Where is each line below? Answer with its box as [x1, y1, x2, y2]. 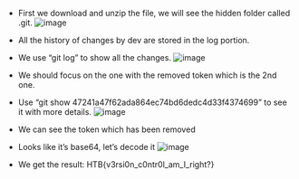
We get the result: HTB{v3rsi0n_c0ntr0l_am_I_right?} [17, 159, 215, 170]
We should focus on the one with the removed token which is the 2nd [17, 70, 277, 80]
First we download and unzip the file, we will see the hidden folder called [17, 8, 291, 18]
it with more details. [17, 107, 92, 117]
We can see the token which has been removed [17, 124, 197, 135]
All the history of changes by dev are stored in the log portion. [17, 35, 250, 45]
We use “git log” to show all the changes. [17, 52, 172, 62]
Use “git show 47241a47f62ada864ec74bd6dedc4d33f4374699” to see [17, 97, 287, 108]
